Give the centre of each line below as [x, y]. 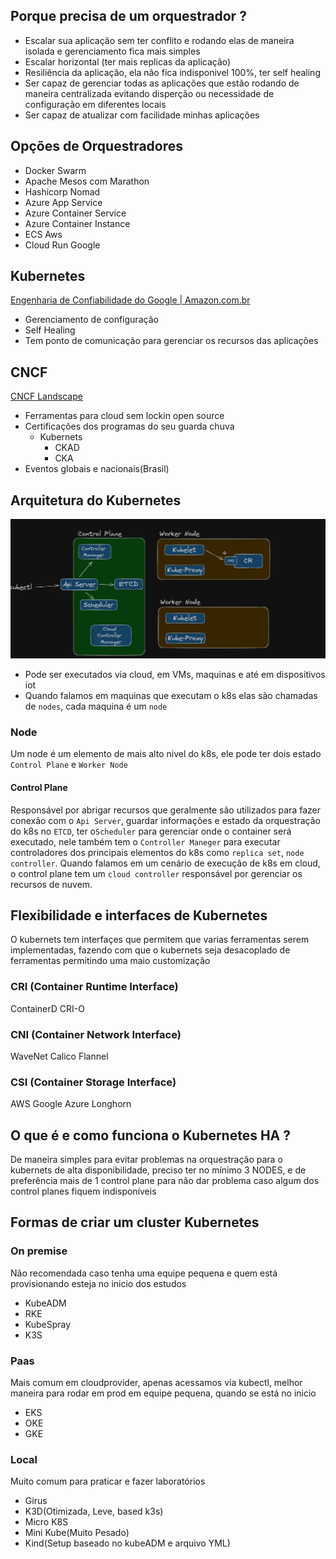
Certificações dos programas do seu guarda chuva [129, 426]
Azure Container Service [75, 213]
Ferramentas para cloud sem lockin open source [124, 416]
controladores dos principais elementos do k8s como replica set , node [157, 852]
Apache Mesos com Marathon [87, 181]
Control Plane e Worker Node [69, 765]
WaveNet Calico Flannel [59, 1056]
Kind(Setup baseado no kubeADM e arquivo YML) [127, 1543]
